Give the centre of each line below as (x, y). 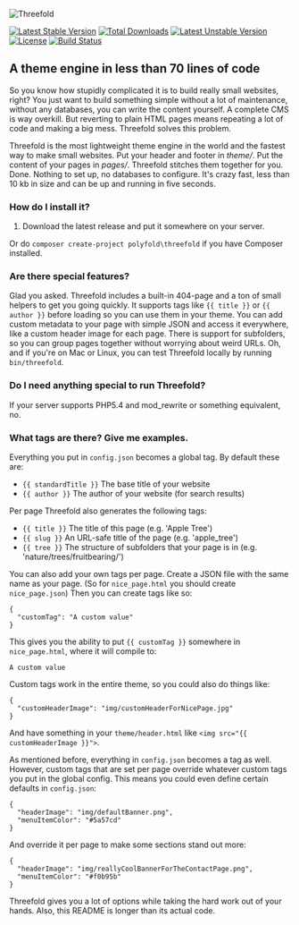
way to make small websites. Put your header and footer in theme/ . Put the (146, 155)
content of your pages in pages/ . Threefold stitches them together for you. (146, 165)
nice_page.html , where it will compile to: (83, 651)
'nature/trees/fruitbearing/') (73, 556)
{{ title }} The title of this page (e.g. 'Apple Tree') (117, 528)
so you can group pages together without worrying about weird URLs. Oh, (145, 344)
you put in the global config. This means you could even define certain (139, 779)
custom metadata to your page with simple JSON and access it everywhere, (149, 324)
